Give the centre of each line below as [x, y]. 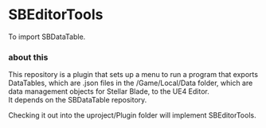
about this [28, 57]
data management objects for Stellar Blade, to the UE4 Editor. [109, 91]
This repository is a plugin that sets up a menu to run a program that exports [133, 75]
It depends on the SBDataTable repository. [78, 100]
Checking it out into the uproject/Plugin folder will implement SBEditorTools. [132, 115]
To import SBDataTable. [47, 37]
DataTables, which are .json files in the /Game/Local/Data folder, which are [131, 83]
